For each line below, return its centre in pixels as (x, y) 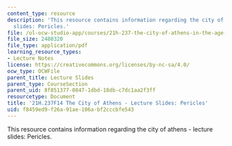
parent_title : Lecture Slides (51, 77)
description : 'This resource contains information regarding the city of (116, 20)
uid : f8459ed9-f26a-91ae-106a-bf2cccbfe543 (71, 109)
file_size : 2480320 (35, 39)
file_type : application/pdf (48, 45)
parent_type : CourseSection (48, 84)
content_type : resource (41, 13)
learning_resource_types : (44, 52)
